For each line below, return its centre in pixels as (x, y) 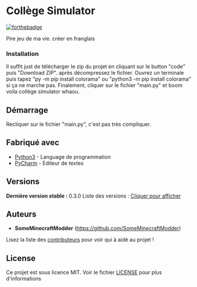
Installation (23, 54)
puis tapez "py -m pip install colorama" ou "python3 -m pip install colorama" (99, 79)
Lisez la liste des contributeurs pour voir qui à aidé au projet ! (80, 240)
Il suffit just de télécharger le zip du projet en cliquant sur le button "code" (96, 66)
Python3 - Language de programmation (63, 156)
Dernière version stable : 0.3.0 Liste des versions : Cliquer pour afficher (94, 196)
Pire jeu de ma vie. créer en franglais (51, 38)
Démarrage (27, 110)
